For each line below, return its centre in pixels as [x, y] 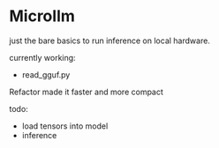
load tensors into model [65, 126]
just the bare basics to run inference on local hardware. [109, 41]
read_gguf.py [46, 74]
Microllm [42, 16]
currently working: [43, 57]
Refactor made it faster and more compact [86, 92]
